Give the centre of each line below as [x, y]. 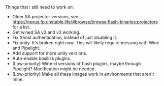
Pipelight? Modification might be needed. [54, 69]
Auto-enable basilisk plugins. [42, 58]
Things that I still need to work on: [40, 7]
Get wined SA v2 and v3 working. [46, 32]
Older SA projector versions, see [45, 16]
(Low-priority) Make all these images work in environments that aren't [83, 74]
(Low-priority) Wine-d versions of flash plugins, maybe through [77, 64]
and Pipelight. [26, 48]
